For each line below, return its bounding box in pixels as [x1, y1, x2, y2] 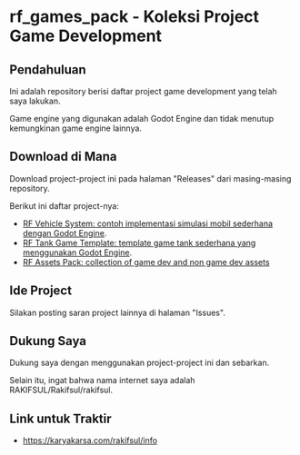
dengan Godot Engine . [22, 227, 107, 238]
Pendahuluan [9, 62, 86, 77]
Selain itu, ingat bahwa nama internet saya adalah [9, 375, 195, 386]
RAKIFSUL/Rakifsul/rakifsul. [9, 384, 114, 396]
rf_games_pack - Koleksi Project [9, 6, 260, 27]
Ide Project [9, 283, 73, 299]
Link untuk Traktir [9, 410, 112, 426]
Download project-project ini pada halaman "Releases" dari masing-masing [9, 173, 292, 183]
